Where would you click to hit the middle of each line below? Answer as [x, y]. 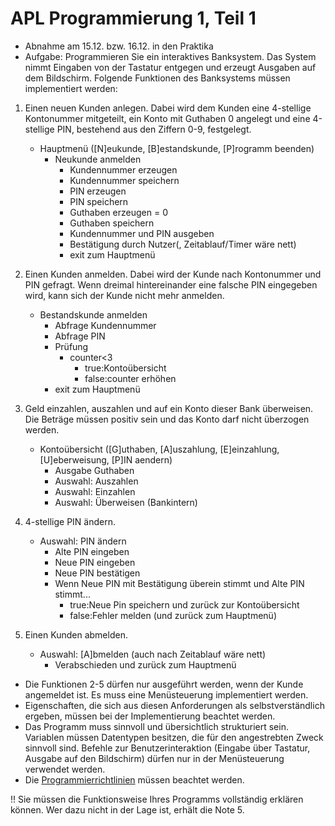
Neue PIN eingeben [95, 562]
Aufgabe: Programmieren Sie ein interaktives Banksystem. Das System [170, 56]
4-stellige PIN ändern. [70, 521]
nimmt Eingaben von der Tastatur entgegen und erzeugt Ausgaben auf [170, 67]
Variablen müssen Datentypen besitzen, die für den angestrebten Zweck [174, 737]
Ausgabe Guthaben [94, 470]
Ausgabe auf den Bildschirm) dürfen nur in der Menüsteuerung [154, 758]
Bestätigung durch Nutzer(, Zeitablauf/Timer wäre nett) [183, 244]
